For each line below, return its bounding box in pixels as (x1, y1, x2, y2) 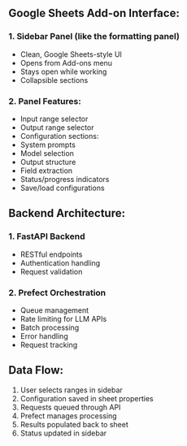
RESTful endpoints (20, 249, 83, 259)
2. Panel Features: (8, 95, 81, 106)
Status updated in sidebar (20, 428, 107, 438)
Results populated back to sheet (20, 419, 128, 429)
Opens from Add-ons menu (20, 58, 112, 67)
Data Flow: (8, 363, 63, 377)
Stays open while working (20, 67, 107, 76)
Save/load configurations (20, 183, 105, 193)
